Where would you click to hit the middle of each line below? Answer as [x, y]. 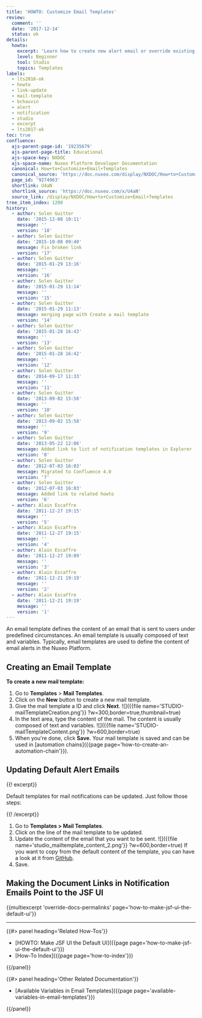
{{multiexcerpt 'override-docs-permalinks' [59, 907]
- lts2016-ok [28, 79]
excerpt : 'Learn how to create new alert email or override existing [106, 51]
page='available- [155, 990]
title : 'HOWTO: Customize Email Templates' [62, 12]
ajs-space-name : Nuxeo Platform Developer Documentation [84, 163]
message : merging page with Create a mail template [83, 315]
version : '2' [33, 589]
